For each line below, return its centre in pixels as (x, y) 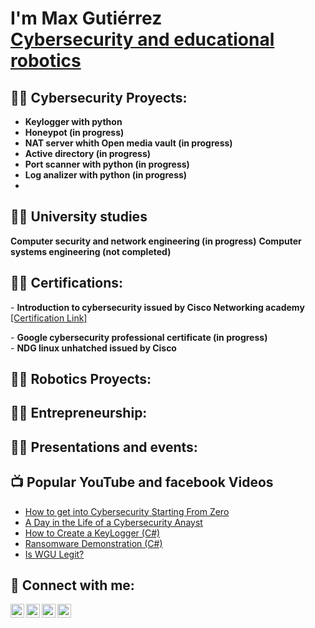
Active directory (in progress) (88, 153)
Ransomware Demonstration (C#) (93, 543)
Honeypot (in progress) (74, 132)
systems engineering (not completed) (91, 251)
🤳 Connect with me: (72, 585)
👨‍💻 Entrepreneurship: (79, 413)
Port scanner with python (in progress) (107, 164)
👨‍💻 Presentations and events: (104, 447)
